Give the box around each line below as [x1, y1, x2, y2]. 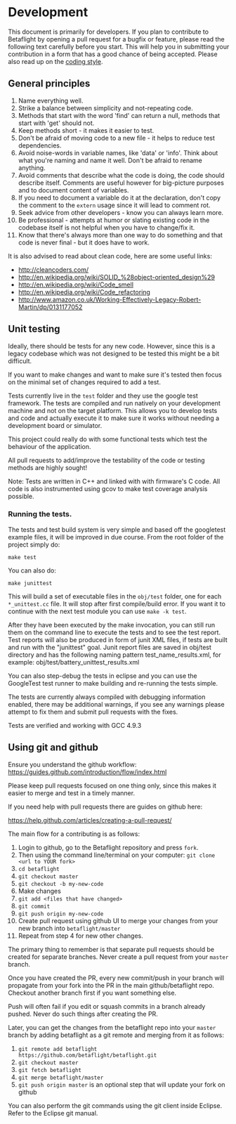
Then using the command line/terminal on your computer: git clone [18, 851, 216, 859]
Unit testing [8, 323, 60, 335]
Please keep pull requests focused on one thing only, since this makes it [8, 781, 217, 790]
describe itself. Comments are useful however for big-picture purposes [18, 178, 224, 187]
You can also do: [8, 566, 57, 575]
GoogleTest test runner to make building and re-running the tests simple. [8, 679, 218, 687]
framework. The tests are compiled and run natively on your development [8, 398, 221, 407]
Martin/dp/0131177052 [18, 303, 83, 311]
